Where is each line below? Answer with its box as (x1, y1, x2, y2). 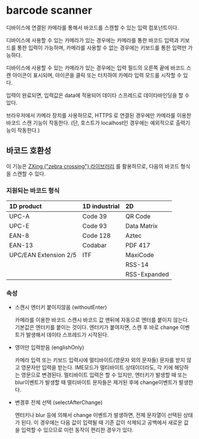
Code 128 (82, 231, 111, 240)
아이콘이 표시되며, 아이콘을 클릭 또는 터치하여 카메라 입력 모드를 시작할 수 (12, 71, 182, 79)
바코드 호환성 (6, 146, 52, 156)
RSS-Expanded (125, 270, 169, 278)
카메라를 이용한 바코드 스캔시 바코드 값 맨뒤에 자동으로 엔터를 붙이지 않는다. (14, 316, 189, 324)
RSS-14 (125, 261, 149, 269)
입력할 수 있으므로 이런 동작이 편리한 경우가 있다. (21, 427, 134, 434)
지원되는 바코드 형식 (6, 186, 60, 195)
